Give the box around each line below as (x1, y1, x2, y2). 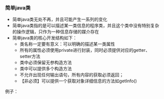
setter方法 (19, 53, 41, 60)
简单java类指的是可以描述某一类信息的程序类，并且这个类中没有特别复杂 (12, 23, 160, 29)
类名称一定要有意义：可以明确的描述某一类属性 (19, 41, 115, 47)
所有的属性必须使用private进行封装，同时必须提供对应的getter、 (19, 47, 150, 53)
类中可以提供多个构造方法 (19, 66, 72, 72)
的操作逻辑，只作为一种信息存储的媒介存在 (12, 29, 99, 35)
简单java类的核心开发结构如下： (12, 35, 78, 41)
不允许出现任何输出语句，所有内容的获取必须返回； (19, 72, 124, 78)
